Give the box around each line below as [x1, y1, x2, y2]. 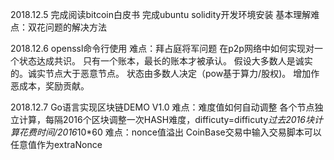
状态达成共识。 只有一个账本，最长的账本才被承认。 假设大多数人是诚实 [18, 55, 313, 67]
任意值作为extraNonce [10, 139, 103, 150]
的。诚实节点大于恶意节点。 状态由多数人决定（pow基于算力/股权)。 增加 [10, 68, 312, 79]
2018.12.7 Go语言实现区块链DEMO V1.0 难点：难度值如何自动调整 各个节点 [10, 101, 315, 113]
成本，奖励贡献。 [18, 80, 90, 92]
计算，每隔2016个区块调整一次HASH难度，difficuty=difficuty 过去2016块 [18, 114, 315, 125]
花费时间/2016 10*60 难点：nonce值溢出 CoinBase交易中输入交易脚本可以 [18, 126, 322, 138]
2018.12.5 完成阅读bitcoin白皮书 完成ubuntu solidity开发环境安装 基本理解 [10, 9, 312, 20]
